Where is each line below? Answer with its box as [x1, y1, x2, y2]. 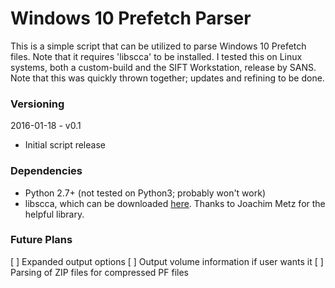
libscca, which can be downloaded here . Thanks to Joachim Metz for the [24, 197, 326, 209]
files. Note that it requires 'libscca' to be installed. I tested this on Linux [10, 50, 303, 62]
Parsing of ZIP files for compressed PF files [10, 266, 189, 278]
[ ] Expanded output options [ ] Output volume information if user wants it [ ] [10, 255, 324, 267]
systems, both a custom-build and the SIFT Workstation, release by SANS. [10, 61, 317, 73]
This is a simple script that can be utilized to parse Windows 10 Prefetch [10, 40, 307, 52]
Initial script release [24, 139, 106, 151]
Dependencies [10, 164, 83, 178]
